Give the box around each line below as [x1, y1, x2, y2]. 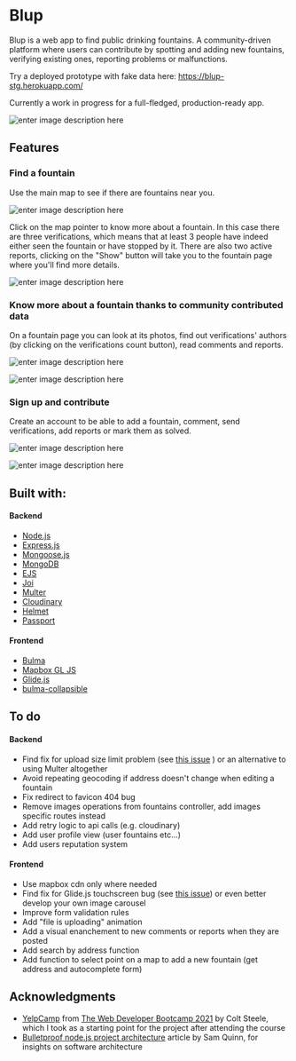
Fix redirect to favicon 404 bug [21, 791, 136, 802]
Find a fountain [9, 167, 75, 179]
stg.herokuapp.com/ [9, 80, 84, 91]
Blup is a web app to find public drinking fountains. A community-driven [9, 35, 272, 45]
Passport [21, 614, 56, 626]
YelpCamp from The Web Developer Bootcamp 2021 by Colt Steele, [21, 1013, 269, 1024]
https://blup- [178, 70, 224, 81]
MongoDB [21, 558, 59, 569]
